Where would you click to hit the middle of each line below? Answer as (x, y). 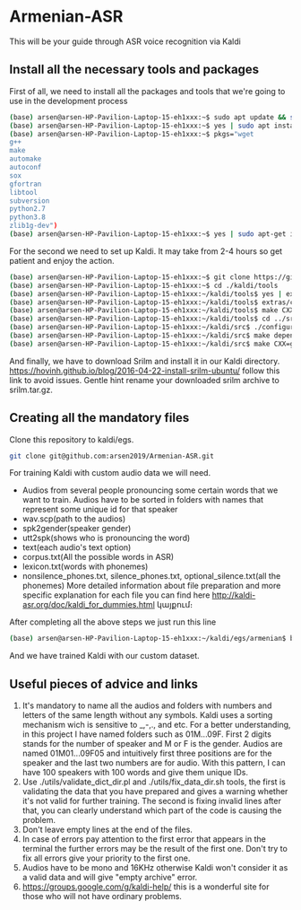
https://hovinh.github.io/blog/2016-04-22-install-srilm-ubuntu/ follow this (145, 371)
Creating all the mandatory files (99, 418)
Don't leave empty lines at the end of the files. (107, 830)
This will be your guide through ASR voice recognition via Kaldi (125, 41)
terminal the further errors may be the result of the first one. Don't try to (155, 849)
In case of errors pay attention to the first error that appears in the (144, 839)
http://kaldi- (234, 595)
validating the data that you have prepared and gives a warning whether (155, 792)
